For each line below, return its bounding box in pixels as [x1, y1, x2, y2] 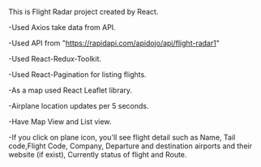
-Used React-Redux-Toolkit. [8, 54, 101, 63]
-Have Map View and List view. [8, 117, 112, 126]
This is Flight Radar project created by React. [8, 7, 159, 16]
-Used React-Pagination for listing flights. [8, 70, 148, 79]
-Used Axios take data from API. [8, 23, 116, 32]
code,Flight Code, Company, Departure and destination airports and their [8, 141, 253, 151]
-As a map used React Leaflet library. [8, 85, 132, 95]
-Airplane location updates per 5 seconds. [8, 101, 149, 110]
